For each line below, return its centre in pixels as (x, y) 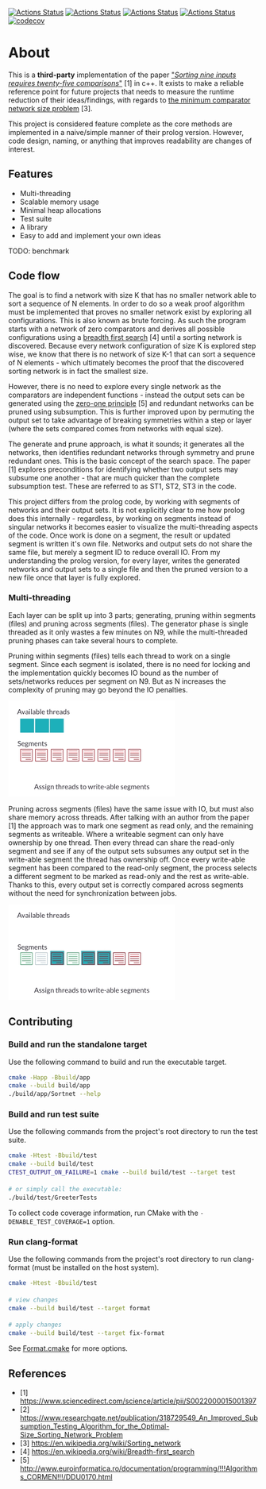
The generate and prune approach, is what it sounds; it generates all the (126, 444)
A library (34, 227)
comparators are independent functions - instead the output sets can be (126, 395)
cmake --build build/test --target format (79, 1308)
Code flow (34, 276)
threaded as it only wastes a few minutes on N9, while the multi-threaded (128, 632)
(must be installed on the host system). (95, 1267)
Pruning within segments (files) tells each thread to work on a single (120, 656)
